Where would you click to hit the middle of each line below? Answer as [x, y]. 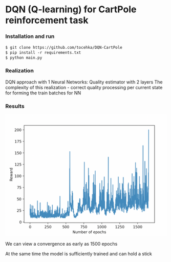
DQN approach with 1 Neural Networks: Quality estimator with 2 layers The [84, 82]
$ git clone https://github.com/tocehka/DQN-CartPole [64, 48]
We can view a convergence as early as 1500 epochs [61, 244]
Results [15, 106]
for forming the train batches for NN [43, 93]
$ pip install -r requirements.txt [43, 53]
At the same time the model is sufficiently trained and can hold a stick [79, 254]
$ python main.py [24, 58]
